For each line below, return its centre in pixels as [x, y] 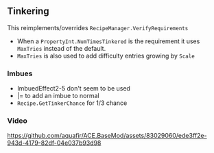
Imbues [20, 73]
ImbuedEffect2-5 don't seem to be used [73, 89]
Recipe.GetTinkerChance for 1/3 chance [72, 103]
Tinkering [28, 11]
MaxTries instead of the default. [61, 48]
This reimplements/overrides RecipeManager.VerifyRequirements [98, 27]
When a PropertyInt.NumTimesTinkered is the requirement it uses [108, 41]
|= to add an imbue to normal [58, 96]
